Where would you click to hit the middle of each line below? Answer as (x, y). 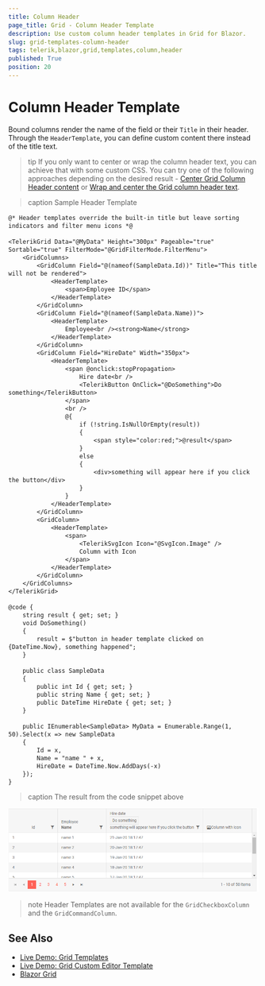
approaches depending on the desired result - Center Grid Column (136, 178)
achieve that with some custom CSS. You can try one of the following (140, 170)
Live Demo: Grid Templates (64, 957)
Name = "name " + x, (71, 758)
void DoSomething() (55, 623)
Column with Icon (108, 551)
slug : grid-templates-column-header (69, 42)
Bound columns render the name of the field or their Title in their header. (129, 129)
